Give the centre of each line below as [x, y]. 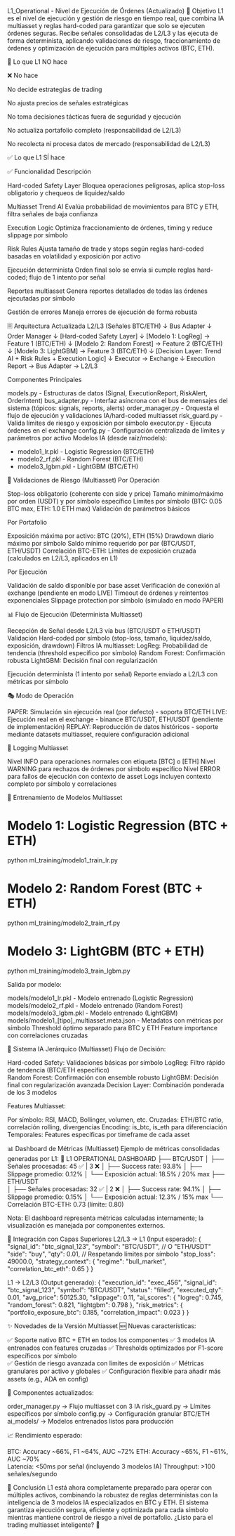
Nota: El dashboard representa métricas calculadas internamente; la [106, 1218]
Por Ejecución [27, 572]
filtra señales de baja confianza [53, 214]
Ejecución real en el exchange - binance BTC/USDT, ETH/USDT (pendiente [115, 719]
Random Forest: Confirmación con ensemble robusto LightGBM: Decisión [113, 1077]
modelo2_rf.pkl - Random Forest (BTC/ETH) [80, 459]
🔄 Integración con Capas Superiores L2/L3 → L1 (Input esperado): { [104, 1239]
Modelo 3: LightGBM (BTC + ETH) [106, 951]
